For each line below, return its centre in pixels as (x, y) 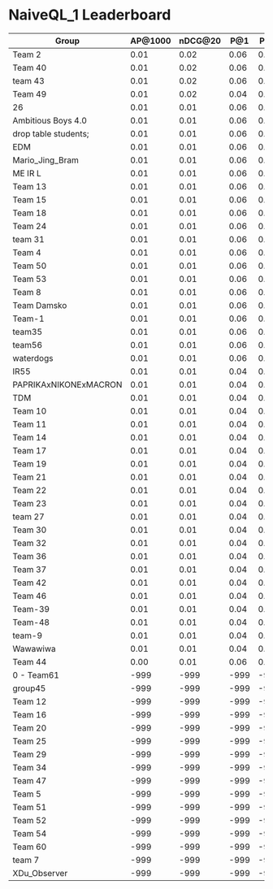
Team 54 (30, 833)
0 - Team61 (36, 674)
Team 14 (30, 437)
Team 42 (30, 583)
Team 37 (30, 569)
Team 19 (30, 463)
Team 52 (30, 820)
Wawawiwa (35, 648)
